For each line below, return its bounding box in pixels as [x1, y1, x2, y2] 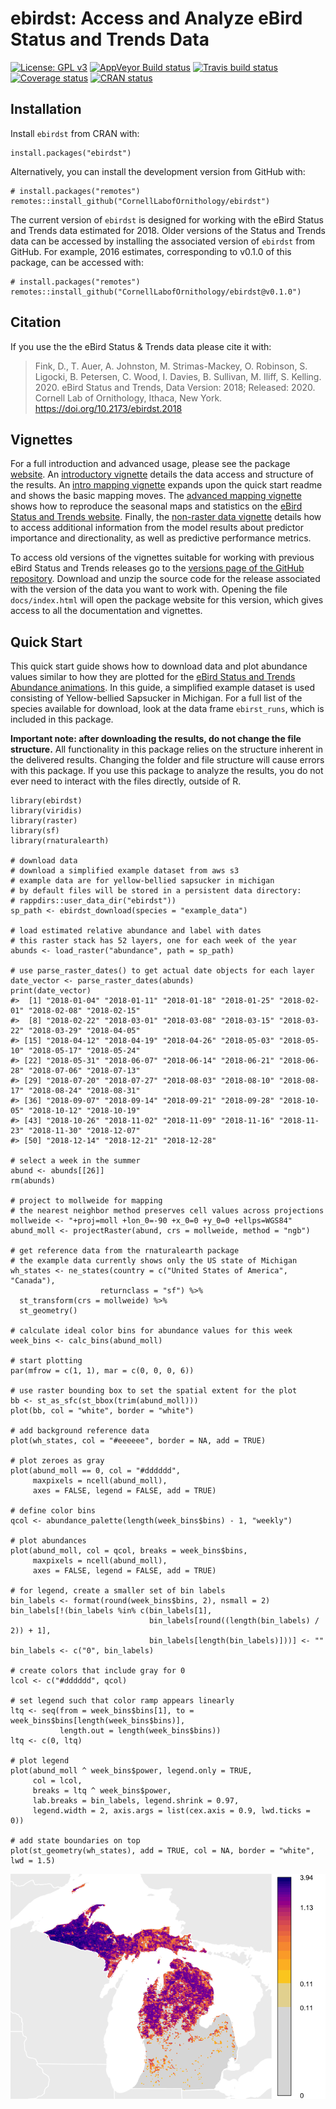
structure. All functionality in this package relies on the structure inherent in [10, 743, 324, 756]
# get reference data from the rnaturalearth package [10, 1246, 240, 1256]
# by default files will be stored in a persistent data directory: [10, 886, 302, 896]
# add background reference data [10, 1426, 150, 1436]
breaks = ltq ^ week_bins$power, [32, 1786, 172, 1796]
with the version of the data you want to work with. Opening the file [10, 583, 288, 596]
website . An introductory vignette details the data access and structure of [10, 468, 314, 481]
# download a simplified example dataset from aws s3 [10, 866, 240, 876]
